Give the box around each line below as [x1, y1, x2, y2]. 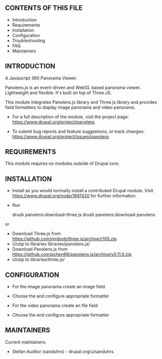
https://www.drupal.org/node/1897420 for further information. [12, 193, 137, 199]
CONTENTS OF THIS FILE [5, 4, 83, 12]
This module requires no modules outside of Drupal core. [5, 160, 120, 166]
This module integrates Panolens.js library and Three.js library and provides [5, 99, 157, 105]
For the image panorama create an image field [12, 284, 105, 290]
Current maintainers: [5, 339, 46, 345]
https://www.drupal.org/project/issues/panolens [12, 134, 109, 140]
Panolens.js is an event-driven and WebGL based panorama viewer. [5, 84, 142, 90]
